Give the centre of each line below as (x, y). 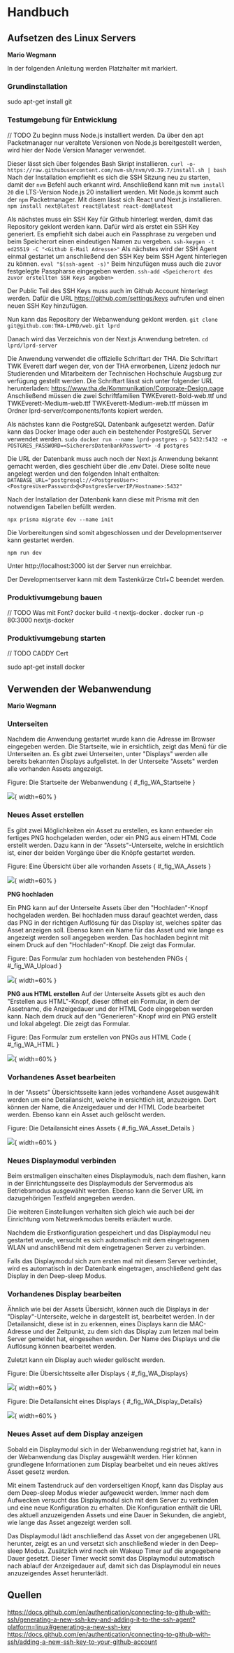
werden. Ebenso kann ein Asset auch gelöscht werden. (86, 1114)
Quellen (24, 1595)
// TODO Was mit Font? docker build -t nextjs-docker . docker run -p (105, 612)
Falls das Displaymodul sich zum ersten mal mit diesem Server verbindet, (112, 1261)
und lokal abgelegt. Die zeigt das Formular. (69, 1023)
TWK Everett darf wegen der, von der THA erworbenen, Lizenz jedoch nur (114, 366)
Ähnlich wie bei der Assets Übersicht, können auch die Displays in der (108, 1310)
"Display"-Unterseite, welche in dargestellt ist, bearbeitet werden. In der (111, 1317)
